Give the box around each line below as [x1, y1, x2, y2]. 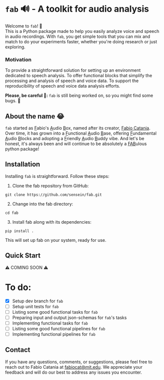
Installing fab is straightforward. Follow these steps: [5, 173, 109, 179]
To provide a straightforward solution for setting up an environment [5, 67, 141, 73]
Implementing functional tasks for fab [12, 320, 88, 326]
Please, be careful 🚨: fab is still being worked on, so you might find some [5, 92, 153, 98]
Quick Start [5, 251, 41, 260]
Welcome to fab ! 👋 [5, 23, 43, 29]
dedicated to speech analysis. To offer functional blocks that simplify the [5, 73, 152, 79]
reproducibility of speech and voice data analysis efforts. [5, 83, 120, 89]
